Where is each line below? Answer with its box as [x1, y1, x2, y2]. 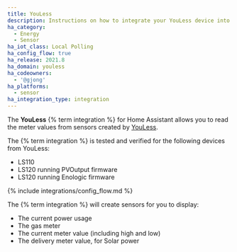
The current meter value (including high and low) [17, 229, 161, 237]
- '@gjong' [13, 76, 46, 84]
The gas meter [17, 222, 61, 230]
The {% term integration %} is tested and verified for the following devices [7, 137, 226, 145]
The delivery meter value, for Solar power [17, 236, 140, 245]
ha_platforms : [7, 83, 50, 90]
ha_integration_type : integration [7, 96, 110, 103]
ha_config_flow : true [7, 50, 72, 57]
